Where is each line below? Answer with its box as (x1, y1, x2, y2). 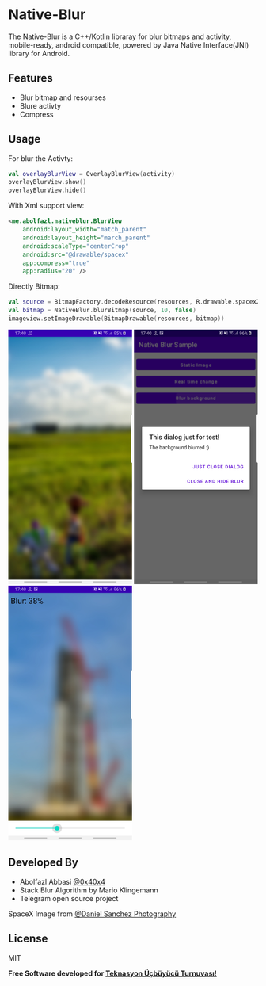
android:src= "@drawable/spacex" (22, 250, 129, 258)
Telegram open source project (19, 893, 119, 903)
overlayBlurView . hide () (8, 186, 87, 195)
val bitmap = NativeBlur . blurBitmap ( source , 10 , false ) (8, 307, 196, 315)
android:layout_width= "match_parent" (22, 226, 147, 234)
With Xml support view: (8, 201, 85, 211)
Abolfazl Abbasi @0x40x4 (19, 877, 105, 886)
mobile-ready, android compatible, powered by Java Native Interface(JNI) (8, 40, 249, 49)
